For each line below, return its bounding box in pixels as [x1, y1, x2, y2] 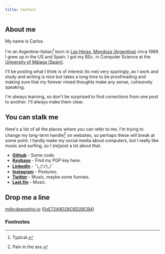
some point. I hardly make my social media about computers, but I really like [5, 137, 159, 143]
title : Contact [5, 7, 36, 12]
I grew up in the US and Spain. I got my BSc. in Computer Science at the [5, 54, 151, 60]
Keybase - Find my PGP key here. [12, 157, 81, 163]
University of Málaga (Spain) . [5, 59, 64, 65]
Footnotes [5, 219, 30, 226]
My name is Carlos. [5, 38, 44, 44]
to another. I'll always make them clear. [5, 99, 84, 105]
